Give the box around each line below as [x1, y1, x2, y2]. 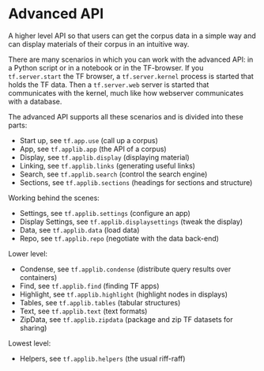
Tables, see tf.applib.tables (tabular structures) [19, 297, 181, 307]
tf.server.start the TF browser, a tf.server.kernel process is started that [8, 71, 255, 81]
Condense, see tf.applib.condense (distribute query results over [19, 264, 232, 274]
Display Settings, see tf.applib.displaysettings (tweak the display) [19, 217, 243, 226]
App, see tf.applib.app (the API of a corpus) [19, 144, 168, 153]
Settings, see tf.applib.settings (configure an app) [19, 208, 191, 218]
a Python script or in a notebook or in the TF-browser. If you [8, 62, 204, 72]
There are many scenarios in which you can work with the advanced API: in [8, 55, 254, 64]
